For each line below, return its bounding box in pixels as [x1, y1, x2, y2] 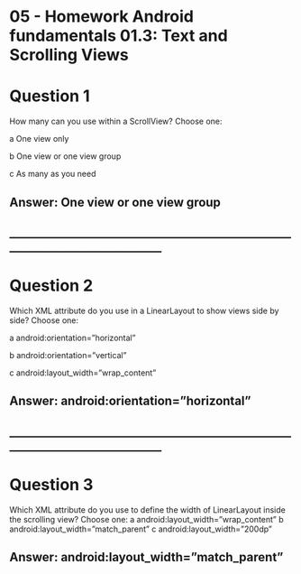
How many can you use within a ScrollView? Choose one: [9, 116, 223, 127]
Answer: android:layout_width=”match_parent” [9, 549, 284, 565]
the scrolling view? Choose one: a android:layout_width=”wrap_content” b [9, 514, 284, 524]
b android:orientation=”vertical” [9, 349, 127, 360]
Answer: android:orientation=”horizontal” [9, 393, 251, 409]
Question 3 [9, 474, 94, 495]
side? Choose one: [9, 314, 79, 326]
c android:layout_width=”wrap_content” [9, 367, 157, 378]
